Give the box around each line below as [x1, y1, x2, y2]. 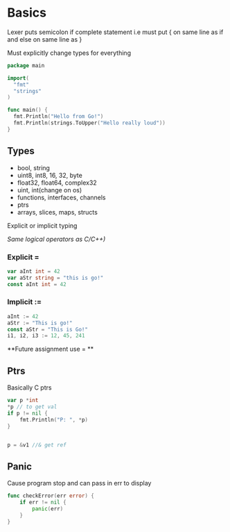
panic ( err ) [32, 505, 64, 512]
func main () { [7, 106, 48, 114]
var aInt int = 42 [7, 267, 60, 275]
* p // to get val [7, 404, 57, 410]
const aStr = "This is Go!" [7, 326, 89, 333]
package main [7, 62, 45, 69]
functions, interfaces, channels [17, 193, 106, 201]
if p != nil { [7, 410, 48, 417]
